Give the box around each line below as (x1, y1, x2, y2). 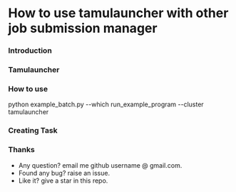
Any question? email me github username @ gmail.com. (18, 161, 183, 169)
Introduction (8, 46, 52, 56)
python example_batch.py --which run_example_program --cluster (8, 100, 204, 108)
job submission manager (8, 20, 158, 36)
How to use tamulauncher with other (8, 5, 229, 21)
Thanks (8, 145, 35, 155)
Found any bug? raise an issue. (18, 168, 110, 177)
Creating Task (8, 126, 58, 136)
